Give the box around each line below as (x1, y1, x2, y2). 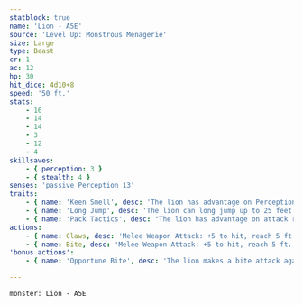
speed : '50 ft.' (9, 88, 70, 97)
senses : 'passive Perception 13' (9, 181, 135, 190)
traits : (9, 189, 39, 199)
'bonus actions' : (9, 248, 75, 257)
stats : (9, 97, 34, 106)
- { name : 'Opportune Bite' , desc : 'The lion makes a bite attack (25, 256, 280, 266)
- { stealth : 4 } (25, 172, 91, 181)
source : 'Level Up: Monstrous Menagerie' (9, 30, 168, 39)
